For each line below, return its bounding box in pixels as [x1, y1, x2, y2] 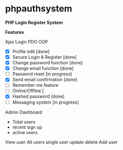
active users [12, 129, 38, 135]
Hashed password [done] [12, 93, 65, 100]
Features [5, 29, 24, 35]
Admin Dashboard [5, 109, 42, 115]
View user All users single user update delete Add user [5, 139, 118, 145]
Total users [12, 119, 36, 125]
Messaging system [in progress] [12, 99, 79, 105]
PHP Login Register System [5, 19, 63, 25]
